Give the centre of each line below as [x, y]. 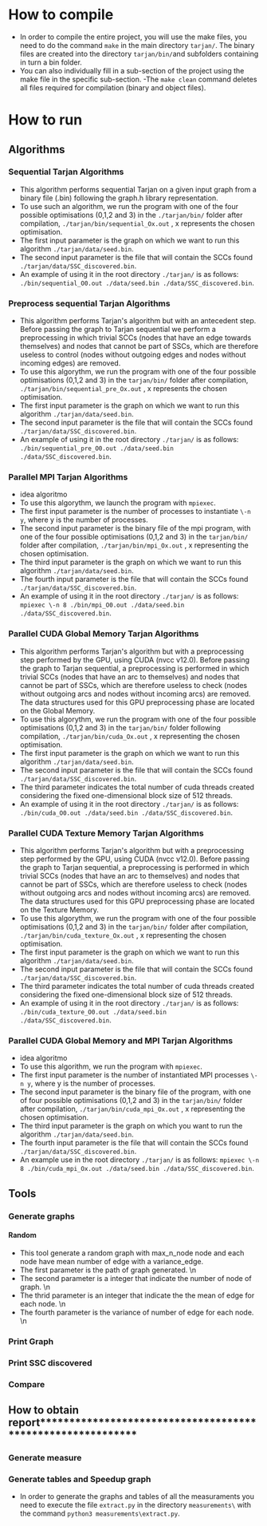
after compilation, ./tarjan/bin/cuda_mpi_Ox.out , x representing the [132, 1109]
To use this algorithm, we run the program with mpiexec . [111, 1066]
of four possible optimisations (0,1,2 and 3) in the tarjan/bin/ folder [131, 1101]
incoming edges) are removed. [70, 363]
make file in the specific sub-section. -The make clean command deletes [138, 79]
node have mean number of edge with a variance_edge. [112, 1261]
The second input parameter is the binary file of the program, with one [135, 1092]
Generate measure [45, 1457]
